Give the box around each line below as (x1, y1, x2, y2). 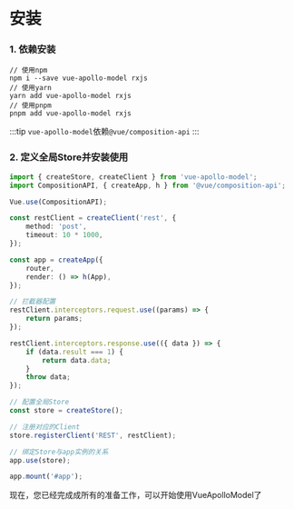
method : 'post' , (25, 222, 88, 232)
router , (25, 264, 54, 273)
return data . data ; (42, 355, 112, 364)
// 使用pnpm (9, 101, 52, 110)
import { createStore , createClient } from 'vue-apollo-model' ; (9, 172, 258, 182)
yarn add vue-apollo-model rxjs (9, 92, 132, 101)
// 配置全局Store (9, 397, 70, 407)
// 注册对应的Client (9, 422, 80, 432)
